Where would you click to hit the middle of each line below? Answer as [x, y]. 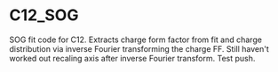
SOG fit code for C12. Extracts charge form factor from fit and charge [135, 40]
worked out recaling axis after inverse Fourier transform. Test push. [132, 58]
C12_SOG [44, 15]
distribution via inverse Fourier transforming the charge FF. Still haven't [139, 48]
